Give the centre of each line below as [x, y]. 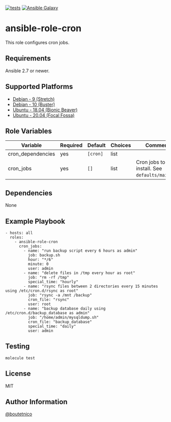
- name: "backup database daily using [65, 309]
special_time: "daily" [52, 326]
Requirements [28, 58]
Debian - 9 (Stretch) [34, 99]
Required [72, 145]
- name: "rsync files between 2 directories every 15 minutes [91, 286]
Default [96, 145]
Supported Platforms [39, 87]
